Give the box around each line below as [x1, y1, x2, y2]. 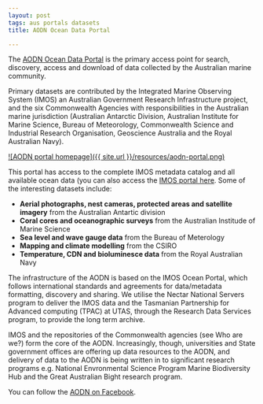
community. [8, 72, 46, 81]
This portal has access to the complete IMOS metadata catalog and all [8, 167, 236, 177]
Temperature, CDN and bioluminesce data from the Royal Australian [19, 250, 243, 259]
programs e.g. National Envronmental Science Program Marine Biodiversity [8, 364, 251, 373]
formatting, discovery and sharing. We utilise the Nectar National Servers [8, 290, 245, 299]
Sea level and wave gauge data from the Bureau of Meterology [19, 233, 225, 243]
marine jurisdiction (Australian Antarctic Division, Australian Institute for [8, 112, 239, 121]
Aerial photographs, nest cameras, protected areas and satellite [19, 199, 233, 209]
